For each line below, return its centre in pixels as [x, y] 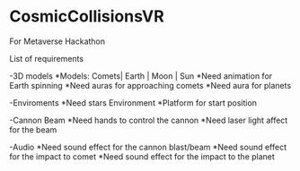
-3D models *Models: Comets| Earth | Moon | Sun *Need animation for [141, 76]
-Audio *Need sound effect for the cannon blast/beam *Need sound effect [148, 147]
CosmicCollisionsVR [87, 17]
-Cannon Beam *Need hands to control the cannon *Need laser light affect [149, 120]
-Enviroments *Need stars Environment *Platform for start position [133, 103]
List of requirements [46, 58]
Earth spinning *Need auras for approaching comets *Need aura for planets [150, 85]
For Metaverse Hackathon [57, 41]
